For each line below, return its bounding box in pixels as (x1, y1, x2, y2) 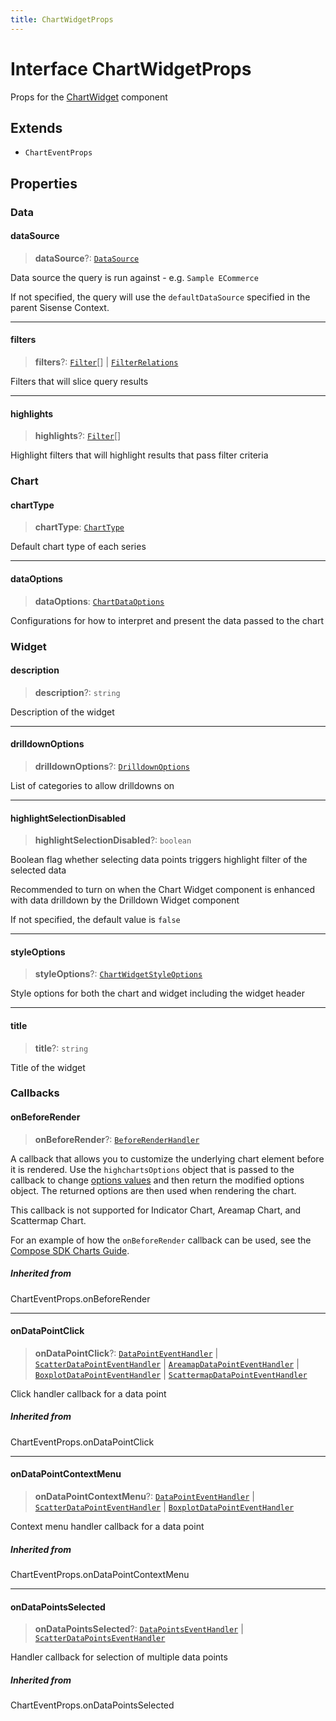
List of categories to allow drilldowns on (10, 779, 175, 791)
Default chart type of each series (10, 541, 147, 553)
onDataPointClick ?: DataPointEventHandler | (34, 1347, 219, 1359)
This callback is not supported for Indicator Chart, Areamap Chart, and (10, 1204, 302, 1216)
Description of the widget (10, 706, 115, 718)
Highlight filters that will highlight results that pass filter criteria (10, 449, 269, 461)
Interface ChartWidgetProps (10, 57, 252, 80)
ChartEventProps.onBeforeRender (10, 1292, 151, 1305)
